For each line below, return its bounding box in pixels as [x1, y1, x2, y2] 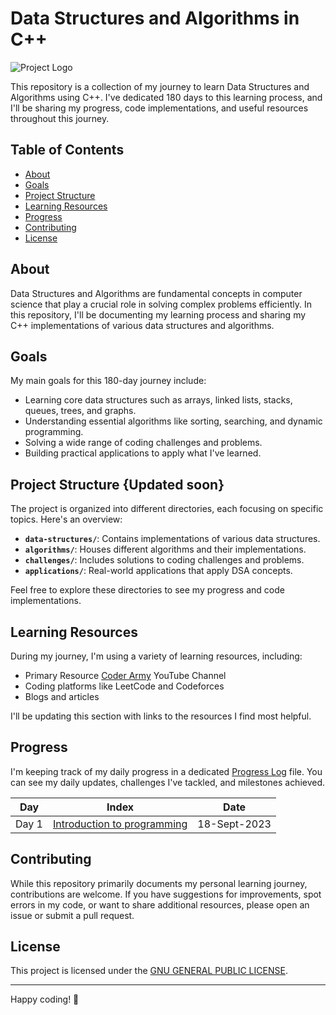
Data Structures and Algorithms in [10, 7, 300, 30]
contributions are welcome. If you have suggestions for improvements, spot [10, 888, 322, 900]
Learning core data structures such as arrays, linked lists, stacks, [24, 394, 293, 406]
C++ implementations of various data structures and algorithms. [10, 319, 275, 331]
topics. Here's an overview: [10, 513, 123, 526]
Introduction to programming [52, 817, 188, 831]
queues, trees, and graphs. [24, 405, 137, 417]
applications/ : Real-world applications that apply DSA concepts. [24, 565, 293, 577]
